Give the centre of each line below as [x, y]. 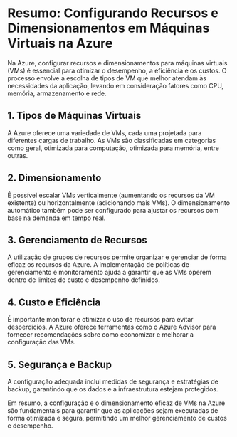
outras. [18, 155]
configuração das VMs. [42, 342]
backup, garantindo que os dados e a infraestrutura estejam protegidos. [113, 389]
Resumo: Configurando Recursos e [113, 13]
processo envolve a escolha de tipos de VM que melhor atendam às [107, 78]
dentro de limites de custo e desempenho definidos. [84, 280]
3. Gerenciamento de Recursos [77, 240]
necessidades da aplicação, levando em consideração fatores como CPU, [116, 85]
